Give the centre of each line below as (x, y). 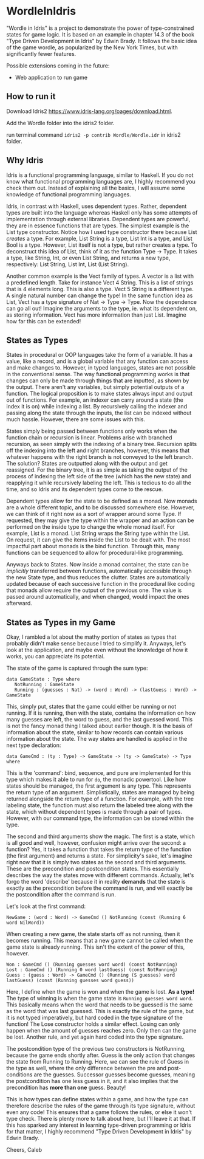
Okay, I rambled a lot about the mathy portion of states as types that (91, 637)
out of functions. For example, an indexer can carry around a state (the (95, 400)
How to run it (31, 96)
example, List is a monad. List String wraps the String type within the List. (98, 534)
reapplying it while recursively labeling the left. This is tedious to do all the (99, 483)
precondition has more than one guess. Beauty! (66, 1088)
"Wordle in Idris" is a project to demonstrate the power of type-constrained (100, 28)
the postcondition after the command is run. (61, 895)
